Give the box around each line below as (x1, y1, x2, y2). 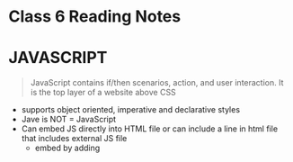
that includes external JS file (21, 133, 128, 144)
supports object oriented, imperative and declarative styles (21, 104, 240, 115)
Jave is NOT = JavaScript (21, 114, 117, 125)
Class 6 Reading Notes (8, 6, 182, 27)
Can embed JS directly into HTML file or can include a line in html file (21, 123, 279, 134)
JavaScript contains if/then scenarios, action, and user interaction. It (30, 77, 284, 88)
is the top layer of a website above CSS (30, 87, 176, 98)
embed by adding (34, 142, 101, 154)
